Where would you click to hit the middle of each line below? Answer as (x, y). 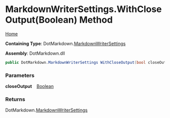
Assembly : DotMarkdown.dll (35, 53)
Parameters (20, 75)
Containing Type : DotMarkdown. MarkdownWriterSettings (66, 43)
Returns (15, 99)
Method (96, 20)
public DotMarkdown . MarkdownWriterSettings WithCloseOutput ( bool (75, 62)
